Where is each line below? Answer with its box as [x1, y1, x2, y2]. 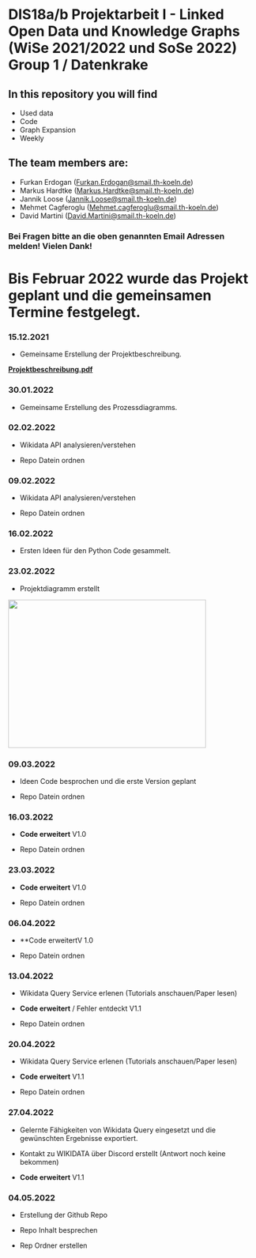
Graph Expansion [19, 125, 77, 134]
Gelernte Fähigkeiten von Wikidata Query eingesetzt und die [19, 1124, 216, 1135]
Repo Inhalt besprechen [19, 1226, 98, 1235]
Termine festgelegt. [8, 303, 141, 321]
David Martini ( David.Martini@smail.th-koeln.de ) [19, 211, 176, 220]
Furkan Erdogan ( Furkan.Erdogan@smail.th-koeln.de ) [19, 177, 194, 186]
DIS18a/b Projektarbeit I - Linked [8, 6, 224, 24]
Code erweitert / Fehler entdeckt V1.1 [19, 1004, 142, 1013]
